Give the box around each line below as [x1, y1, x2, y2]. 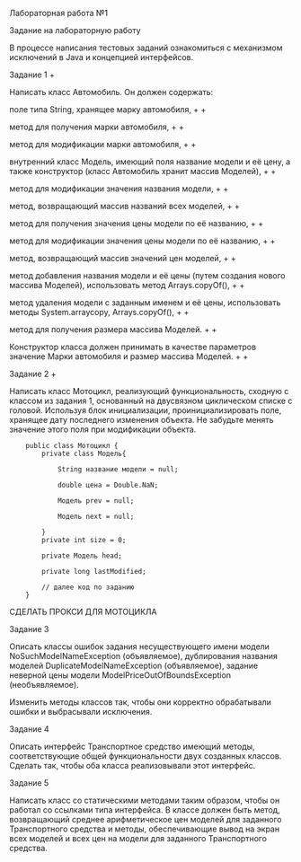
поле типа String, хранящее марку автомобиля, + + [9, 104, 207, 115]
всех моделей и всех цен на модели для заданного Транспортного [9, 833, 268, 843]
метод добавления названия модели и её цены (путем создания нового [9, 270, 286, 281]
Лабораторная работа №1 [9, 8, 109, 18]
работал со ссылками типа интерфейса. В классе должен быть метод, [9, 805, 280, 815]
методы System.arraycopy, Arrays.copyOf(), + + [9, 307, 190, 317]
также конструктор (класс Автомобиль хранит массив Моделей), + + [9, 166, 277, 176]
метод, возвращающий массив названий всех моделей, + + [9, 201, 240, 211]
